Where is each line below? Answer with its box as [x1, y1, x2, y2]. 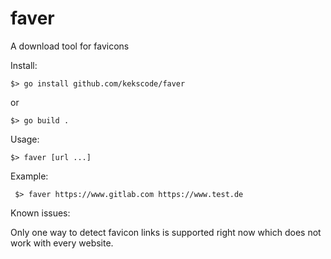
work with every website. [10, 237, 114, 249]
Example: [10, 170, 49, 182]
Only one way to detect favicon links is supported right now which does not [10, 226, 322, 238]
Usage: [10, 133, 40, 145]
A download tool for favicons [10, 40, 130, 52]
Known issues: [10, 207, 71, 219]
